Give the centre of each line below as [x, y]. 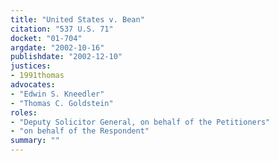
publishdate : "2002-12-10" [66, 57]
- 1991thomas [37, 76]
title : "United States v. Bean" [77, 19]
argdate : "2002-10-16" [57, 47]
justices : [31, 66]
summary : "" [35, 141]
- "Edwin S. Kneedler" [57, 94]
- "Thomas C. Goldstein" [62, 103]
